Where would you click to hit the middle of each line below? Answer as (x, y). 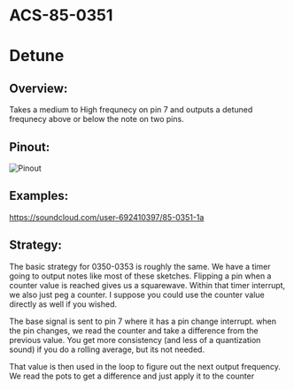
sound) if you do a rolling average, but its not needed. (107, 349)
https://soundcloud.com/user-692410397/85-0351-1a (107, 217)
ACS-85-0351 (61, 15)
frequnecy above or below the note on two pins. (97, 119)
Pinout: (30, 147)
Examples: (39, 196)
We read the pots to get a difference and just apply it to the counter (132, 376)
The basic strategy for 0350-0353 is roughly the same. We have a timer (140, 266)
